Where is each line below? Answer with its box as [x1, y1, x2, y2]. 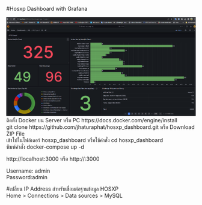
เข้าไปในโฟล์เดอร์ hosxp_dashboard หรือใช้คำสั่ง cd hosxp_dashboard [6, 136, 164, 143]
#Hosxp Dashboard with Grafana [6, 5, 88, 12]
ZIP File [6, 130, 25, 137]
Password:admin [6, 173, 48, 180]
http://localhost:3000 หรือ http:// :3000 [6, 155, 100, 162]
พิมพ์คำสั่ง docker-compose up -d [6, 143, 84, 150]
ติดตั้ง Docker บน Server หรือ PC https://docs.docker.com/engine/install [6, 116, 177, 123]
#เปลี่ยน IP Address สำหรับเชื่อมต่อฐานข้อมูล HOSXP [6, 185, 119, 192]
